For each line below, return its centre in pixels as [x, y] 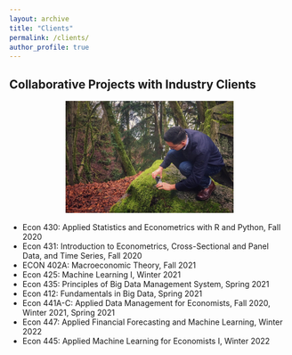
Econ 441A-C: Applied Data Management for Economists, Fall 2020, [146, 303]
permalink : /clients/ [49, 37]
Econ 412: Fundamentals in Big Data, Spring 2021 [112, 293]
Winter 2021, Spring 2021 [69, 313]
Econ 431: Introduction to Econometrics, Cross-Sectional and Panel [146, 246]
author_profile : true [49, 47]
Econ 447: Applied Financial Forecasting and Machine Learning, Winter [152, 322]
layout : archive [39, 19]
